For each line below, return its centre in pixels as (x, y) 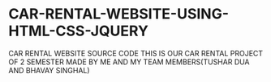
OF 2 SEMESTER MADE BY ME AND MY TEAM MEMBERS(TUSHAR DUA (129, 62)
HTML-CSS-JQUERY (78, 31)
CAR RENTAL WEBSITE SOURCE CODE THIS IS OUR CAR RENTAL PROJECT (136, 53)
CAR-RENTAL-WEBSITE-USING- (119, 14)
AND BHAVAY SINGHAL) (49, 70)
